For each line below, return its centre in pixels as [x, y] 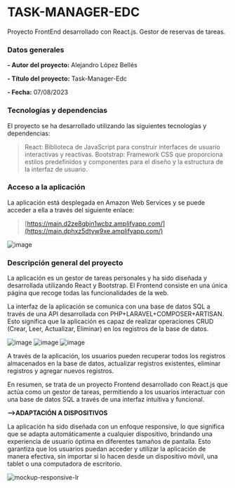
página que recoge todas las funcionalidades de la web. [88, 293]
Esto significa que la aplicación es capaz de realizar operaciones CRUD [110, 321]
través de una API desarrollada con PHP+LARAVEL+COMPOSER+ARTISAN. [116, 314]
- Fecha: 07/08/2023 [38, 93]
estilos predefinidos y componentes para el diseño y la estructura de [124, 161]
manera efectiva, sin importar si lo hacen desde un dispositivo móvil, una [113, 456]
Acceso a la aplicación [46, 187]
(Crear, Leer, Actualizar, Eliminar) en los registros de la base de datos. [108, 329]
